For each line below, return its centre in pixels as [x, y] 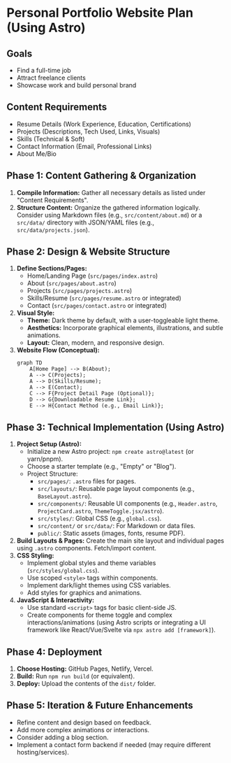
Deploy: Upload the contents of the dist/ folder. [86, 684]
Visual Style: [36, 313]
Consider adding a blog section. [62, 737]
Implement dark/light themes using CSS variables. [99, 585]
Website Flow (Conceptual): [58, 350]
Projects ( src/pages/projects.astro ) [80, 291]
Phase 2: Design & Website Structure [88, 252]
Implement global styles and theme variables [91, 563]
